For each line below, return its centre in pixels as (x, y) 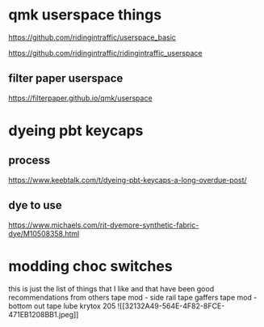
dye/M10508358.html (44, 233)
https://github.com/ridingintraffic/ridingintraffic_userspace (105, 53)
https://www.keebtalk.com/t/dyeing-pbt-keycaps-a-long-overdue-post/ (128, 180)
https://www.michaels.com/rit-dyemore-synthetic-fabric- (104, 225)
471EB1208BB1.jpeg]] (44, 314)
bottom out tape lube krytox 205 (62, 306)
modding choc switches (90, 266)
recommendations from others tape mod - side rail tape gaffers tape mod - (133, 297)
